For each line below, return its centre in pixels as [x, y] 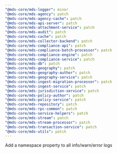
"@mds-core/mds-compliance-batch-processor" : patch [58, 50]
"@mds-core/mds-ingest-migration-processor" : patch [58, 82]
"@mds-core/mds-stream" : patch [37, 118]
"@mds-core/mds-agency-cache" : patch [43, 18]
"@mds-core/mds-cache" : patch [36, 37]
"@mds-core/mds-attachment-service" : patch [50, 28]
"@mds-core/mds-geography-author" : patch [48, 73]
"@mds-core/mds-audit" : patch [36, 32]
